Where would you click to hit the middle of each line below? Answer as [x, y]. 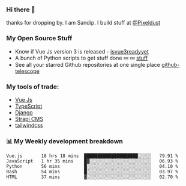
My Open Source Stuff [39, 39]
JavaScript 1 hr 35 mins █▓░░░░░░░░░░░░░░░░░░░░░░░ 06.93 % [92, 161]
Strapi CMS [29, 119]
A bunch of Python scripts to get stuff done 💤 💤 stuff [81, 58]
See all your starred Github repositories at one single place [88, 64]
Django [24, 112]
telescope [27, 71]
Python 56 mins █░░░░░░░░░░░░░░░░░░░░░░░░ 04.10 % [92, 167]
